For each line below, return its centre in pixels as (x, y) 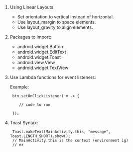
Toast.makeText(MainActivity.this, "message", (61, 132)
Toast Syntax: (24, 123)
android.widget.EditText (42, 52)
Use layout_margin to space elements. (57, 22)
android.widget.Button (40, 46)
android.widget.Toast (39, 57)
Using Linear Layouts (32, 7)
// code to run (35, 105)
